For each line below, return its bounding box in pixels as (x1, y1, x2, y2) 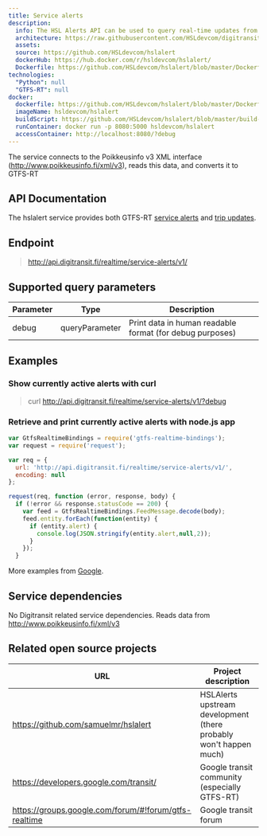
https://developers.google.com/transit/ (12, 776, 157, 787)
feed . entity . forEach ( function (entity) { (22, 514, 158, 522)
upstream (199, 698, 236, 709)
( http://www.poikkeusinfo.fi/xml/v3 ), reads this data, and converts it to (8, 160, 238, 170)
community (199, 772, 242, 783)
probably (199, 729, 234, 740)
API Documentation (8, 192, 107, 205)
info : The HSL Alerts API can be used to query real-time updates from (15, 26, 258, 34)
